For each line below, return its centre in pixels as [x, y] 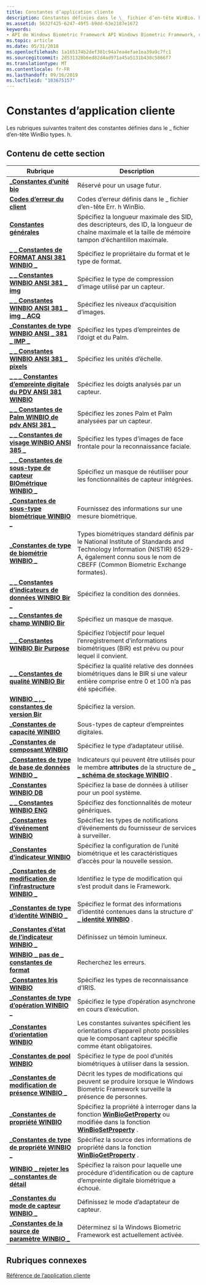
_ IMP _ [20, 341]
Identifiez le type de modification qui [130, 878]
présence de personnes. [113, 1096]
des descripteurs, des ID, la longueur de [135, 224]
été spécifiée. [97, 689]
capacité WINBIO [35, 732]
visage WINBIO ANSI [40, 442]
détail [18, 1184]
